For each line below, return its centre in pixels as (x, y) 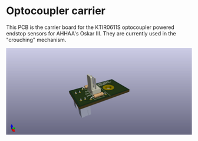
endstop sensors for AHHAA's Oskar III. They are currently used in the (91, 33)
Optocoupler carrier (56, 11)
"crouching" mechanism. (36, 40)
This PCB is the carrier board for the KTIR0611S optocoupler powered (90, 27)
